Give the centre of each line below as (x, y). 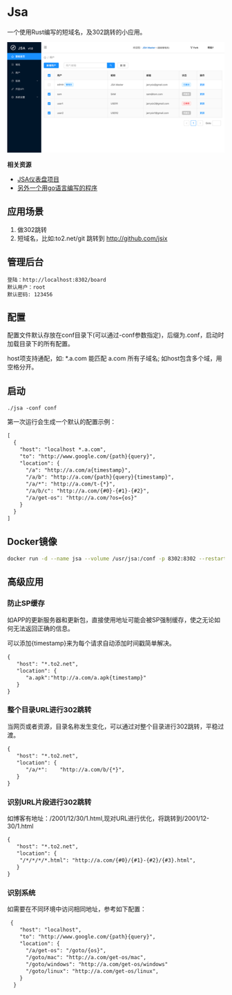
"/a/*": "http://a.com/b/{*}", (75, 770)
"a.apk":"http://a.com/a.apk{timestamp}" (86, 677)
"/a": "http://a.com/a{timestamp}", (78, 470)
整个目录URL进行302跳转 (49, 710)
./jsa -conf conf (32, 408)
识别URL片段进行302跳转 (49, 802)
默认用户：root (27, 287)
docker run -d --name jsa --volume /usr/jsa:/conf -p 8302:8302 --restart (117, 559)
